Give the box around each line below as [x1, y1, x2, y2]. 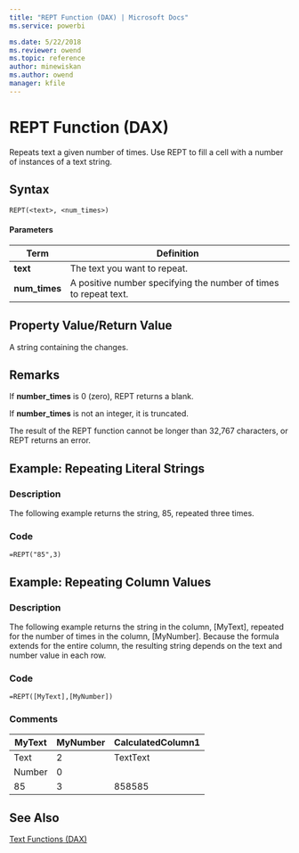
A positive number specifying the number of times [69, 276, 279, 289]
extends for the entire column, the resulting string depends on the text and [9, 641, 283, 651]
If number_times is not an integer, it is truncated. [9, 408, 190, 419]
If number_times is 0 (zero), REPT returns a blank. [9, 391, 194, 402]
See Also [9, 810, 60, 825]
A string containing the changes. [9, 341, 129, 352]
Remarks [9, 367, 61, 382]
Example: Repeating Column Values [9, 574, 212, 589]
